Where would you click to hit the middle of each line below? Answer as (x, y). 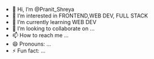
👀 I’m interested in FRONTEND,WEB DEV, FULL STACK (80, 16)
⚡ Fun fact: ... (29, 51)
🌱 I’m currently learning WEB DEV (54, 22)
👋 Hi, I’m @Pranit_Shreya (43, 9)
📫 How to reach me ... (40, 35)
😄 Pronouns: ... (32, 44)
